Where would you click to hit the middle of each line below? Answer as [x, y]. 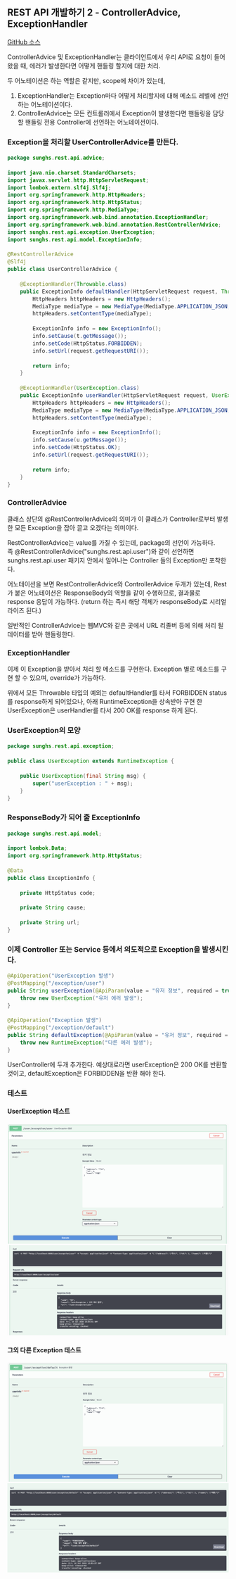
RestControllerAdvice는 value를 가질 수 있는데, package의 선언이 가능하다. [111, 542]
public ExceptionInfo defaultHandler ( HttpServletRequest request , [119, 291]
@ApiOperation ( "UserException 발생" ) [61, 976]
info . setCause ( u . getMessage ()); [80, 440]
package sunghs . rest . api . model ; [54, 833]
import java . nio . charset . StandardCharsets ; [72, 172]
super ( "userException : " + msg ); [83, 784]
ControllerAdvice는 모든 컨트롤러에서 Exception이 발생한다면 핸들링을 [114, 113]
